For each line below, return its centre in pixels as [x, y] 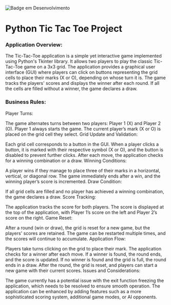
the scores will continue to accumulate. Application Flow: [65, 239]
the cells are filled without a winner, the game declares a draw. [71, 89]
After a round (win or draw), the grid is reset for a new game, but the [78, 228]
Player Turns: [19, 113]
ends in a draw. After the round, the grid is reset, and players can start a [81, 265]
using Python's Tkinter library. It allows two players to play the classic [79, 61]
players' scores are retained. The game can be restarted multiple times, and [85, 233]
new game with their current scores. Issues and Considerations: [73, 271]
